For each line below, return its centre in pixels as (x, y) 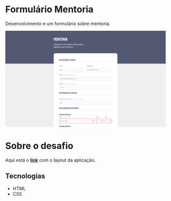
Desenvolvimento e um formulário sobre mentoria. (58, 24)
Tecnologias (25, 176)
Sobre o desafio (39, 146)
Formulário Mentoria (49, 9)
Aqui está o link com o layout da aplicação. (50, 160)
